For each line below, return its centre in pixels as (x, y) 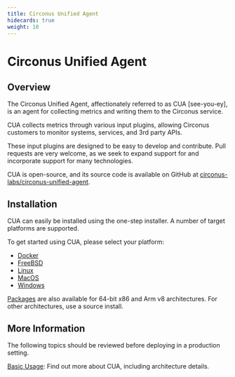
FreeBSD (30, 263)
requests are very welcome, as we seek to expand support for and (103, 153)
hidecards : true (31, 20)
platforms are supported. (43, 228)
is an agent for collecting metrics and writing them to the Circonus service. (115, 111)
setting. (18, 352)
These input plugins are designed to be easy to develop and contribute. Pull (117, 146)
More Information (46, 328)
